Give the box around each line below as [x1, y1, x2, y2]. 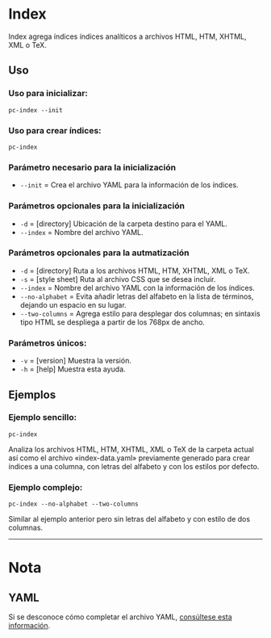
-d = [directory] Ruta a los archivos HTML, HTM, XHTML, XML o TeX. [19, 266, 250, 275]
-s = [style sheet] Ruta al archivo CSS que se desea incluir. [19, 274, 216, 283]
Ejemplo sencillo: [8, 412, 77, 423]
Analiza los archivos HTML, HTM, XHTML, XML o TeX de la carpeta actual [8, 444, 254, 454]
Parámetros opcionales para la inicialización [8, 200, 186, 212]
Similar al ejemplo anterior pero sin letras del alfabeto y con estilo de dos [8, 514, 251, 524]
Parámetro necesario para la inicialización [8, 162, 176, 173]
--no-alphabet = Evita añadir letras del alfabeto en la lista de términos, [19, 292, 254, 301]
